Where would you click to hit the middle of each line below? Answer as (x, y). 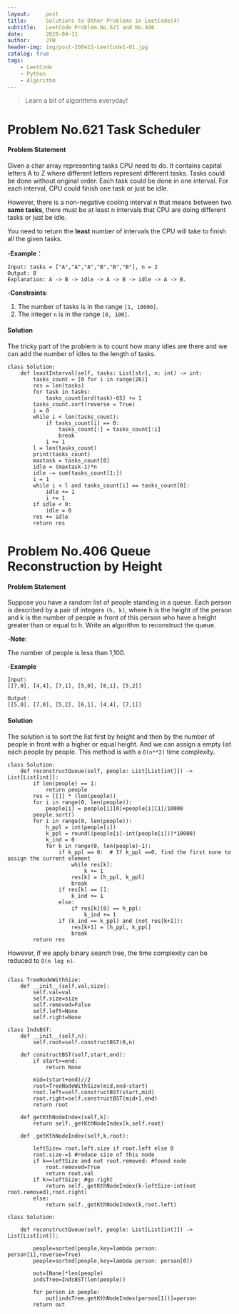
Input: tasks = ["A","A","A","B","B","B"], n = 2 (83, 267)
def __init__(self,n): (54, 1036)
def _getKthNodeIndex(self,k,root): (75, 1136)
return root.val (70, 1173)
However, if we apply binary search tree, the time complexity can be (108, 953)
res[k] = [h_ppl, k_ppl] (108, 877)
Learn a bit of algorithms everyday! (76, 101)
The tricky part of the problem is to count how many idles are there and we (117, 346)
